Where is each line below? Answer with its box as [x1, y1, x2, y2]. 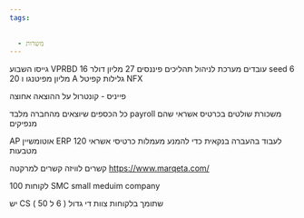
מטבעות [9, 145, 38, 156]
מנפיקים [9, 118, 38, 129]
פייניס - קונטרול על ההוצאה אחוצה [9, 91, 127, 102]
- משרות [17, 38, 44, 48]
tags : [9, 13, 30, 23]
